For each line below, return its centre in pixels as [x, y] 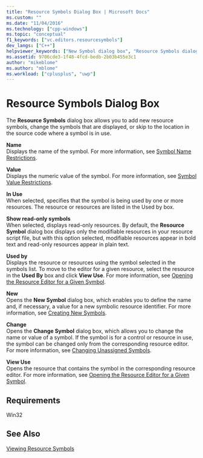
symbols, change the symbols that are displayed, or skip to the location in [98, 127]
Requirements [33, 400]
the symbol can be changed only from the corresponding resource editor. [98, 344]
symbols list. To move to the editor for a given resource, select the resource [100, 269]
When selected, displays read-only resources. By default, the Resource [95, 225]
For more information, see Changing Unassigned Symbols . [79, 350]
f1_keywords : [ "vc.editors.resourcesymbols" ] [64, 40]
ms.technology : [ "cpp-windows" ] [47, 29]
